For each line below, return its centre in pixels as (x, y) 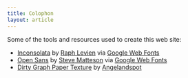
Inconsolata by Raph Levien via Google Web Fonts (88, 53)
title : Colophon (30, 13)
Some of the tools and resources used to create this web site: (94, 39)
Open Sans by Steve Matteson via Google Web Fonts (92, 60)
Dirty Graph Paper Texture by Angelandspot (80, 67)
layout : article (30, 20)
